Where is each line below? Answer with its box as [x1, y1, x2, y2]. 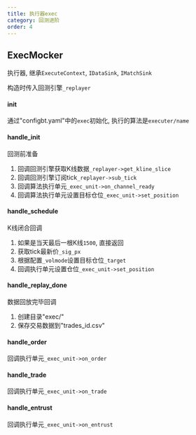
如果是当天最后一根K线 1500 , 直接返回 [17, 238, 124, 247]
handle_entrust [7, 403, 52, 412]
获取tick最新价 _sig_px [17, 247, 81, 256]
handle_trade [7, 371, 47, 379]
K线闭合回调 [7, 223, 43, 232]
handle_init [7, 132, 41, 141]
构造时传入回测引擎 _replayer [7, 83, 91, 92]
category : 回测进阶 [7, 17, 60, 24]
